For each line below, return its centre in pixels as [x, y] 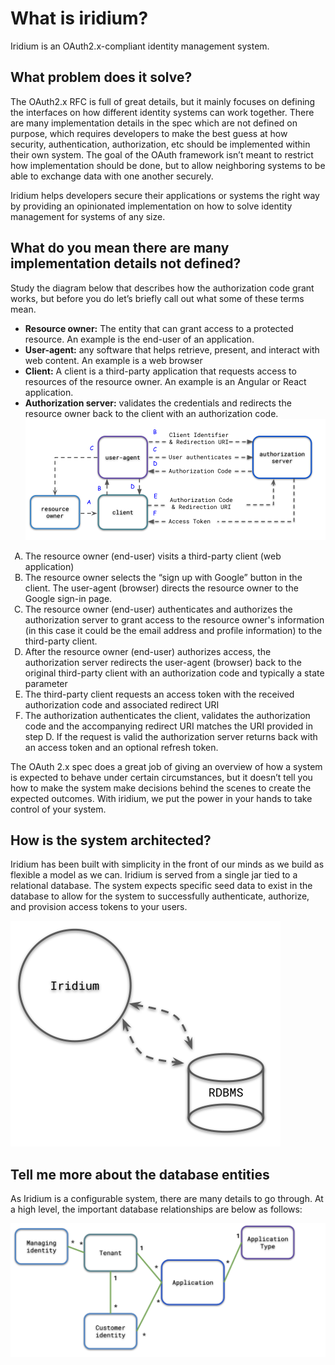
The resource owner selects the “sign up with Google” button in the [163, 577]
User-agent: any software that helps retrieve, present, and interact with [172, 349]
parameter [46, 683]
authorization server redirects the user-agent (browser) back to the [163, 662]
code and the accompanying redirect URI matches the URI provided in [168, 726]
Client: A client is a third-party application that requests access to [160, 371]
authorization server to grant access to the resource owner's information [174, 619]
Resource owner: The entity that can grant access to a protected [159, 328]
